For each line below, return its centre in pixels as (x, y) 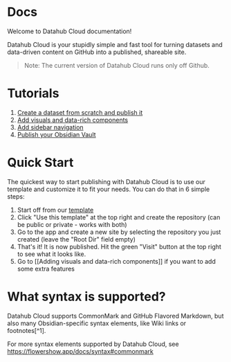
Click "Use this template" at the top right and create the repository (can (119, 217)
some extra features (46, 269)
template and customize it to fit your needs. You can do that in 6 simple (109, 189)
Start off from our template (55, 210)
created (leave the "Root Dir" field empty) (76, 239)
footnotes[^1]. (27, 330)
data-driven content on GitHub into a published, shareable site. (97, 52)
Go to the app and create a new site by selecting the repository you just (119, 232)
